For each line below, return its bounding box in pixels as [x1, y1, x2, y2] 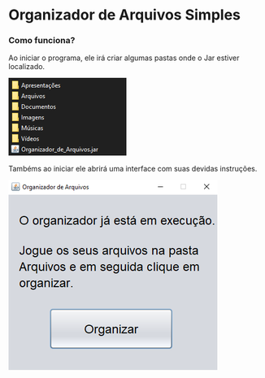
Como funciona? [8, 35, 76, 46]
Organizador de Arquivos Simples [8, 6, 241, 24]
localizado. [8, 62, 46, 72]
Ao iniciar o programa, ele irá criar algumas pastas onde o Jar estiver [8, 53, 240, 63]
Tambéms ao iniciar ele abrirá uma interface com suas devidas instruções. [8, 164, 258, 174]
